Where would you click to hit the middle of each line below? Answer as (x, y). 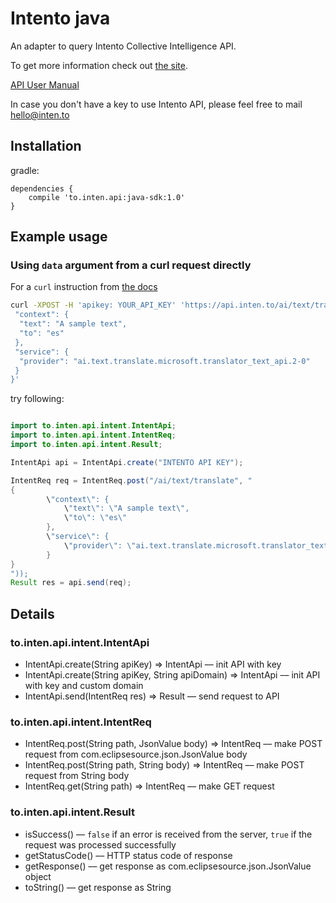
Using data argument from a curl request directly (131, 265)
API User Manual (45, 84)
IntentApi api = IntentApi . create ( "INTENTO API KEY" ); (127, 462)
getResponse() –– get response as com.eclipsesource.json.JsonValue (168, 866)
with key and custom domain (84, 685)
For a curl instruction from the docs (84, 287)
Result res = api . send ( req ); (71, 583)
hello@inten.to (40, 114)
